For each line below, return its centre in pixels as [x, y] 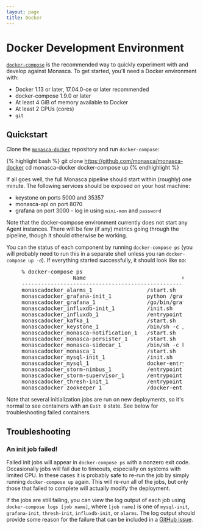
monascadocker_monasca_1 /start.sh [99, 351]
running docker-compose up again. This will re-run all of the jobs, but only [97, 481]
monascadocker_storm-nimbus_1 [67, 369]
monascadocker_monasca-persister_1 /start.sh [99, 339]
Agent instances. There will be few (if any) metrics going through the [93, 229]
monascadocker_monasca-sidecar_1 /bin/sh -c [101, 345]
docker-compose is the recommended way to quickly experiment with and [98, 65]
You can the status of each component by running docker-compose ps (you [100, 247]
